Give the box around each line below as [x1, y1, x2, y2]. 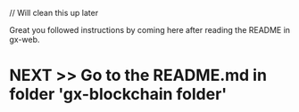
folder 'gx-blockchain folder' [9, 84, 228, 105]
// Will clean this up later [9, 8, 99, 18]
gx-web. [9, 35, 40, 44]
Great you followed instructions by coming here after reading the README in [9, 25, 291, 35]
